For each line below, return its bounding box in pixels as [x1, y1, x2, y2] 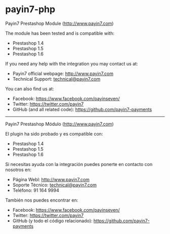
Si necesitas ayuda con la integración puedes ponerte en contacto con [5, 161, 153, 167]
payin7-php [5, 4, 56, 15]
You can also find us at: [5, 85, 54, 92]
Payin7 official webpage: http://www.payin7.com [12, 70, 114, 77]
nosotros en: [5, 166, 32, 173]
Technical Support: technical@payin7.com [12, 76, 101, 82]
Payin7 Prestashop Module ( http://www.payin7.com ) [5, 20, 114, 26]
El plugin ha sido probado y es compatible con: [5, 130, 103, 137]
